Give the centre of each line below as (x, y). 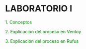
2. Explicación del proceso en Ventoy (43, 31)
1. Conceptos (19, 22)
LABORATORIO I (39, 9)
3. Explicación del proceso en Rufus (42, 41)
